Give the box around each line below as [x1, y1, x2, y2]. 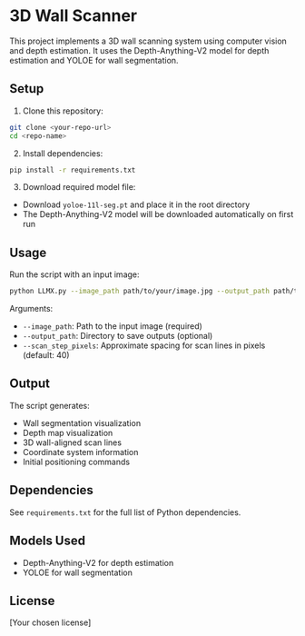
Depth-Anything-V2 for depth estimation [22, 557, 174, 568]
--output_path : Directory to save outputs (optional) [22, 331, 213, 342]
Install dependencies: [22, 147, 103, 159]
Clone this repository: [22, 105, 103, 116]
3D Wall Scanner [9, 5, 138, 26]
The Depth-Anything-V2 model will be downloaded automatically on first [22, 209, 294, 220]
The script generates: [9, 400, 91, 411]
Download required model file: [22, 182, 136, 193]
